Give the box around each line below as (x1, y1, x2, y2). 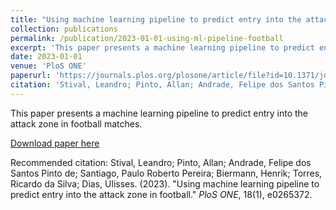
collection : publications (10, 24, 118, 34)
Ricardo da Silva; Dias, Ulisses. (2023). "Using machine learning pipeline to (10, 177, 320, 190)
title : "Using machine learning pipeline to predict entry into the (10, 14, 302, 25)
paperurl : (10, 71, 52, 81)
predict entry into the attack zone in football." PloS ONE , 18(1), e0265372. (10, 188, 313, 200)
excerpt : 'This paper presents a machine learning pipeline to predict (10, 42, 315, 53)
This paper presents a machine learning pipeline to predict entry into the (10, 107, 309, 119)
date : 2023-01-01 (10, 52, 83, 62)
